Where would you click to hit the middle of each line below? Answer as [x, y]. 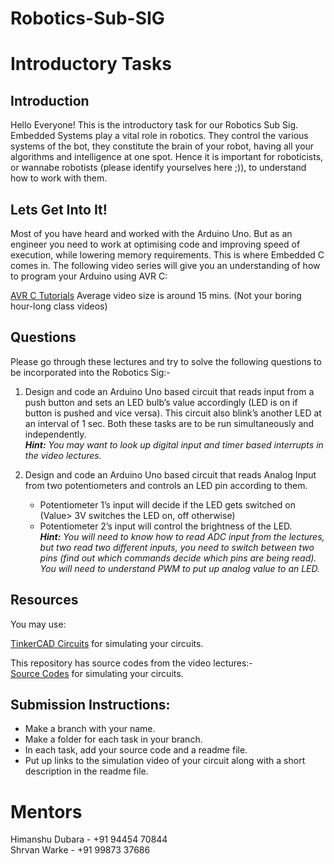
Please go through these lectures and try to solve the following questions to [166, 361]
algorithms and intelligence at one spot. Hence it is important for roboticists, [167, 157]
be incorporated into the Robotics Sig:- [90, 372]
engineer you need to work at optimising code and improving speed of [155, 244]
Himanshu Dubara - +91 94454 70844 [89, 839]
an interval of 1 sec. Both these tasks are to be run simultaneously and [169, 423]
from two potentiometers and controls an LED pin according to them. [166, 485]
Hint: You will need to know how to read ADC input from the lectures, [182, 536]
